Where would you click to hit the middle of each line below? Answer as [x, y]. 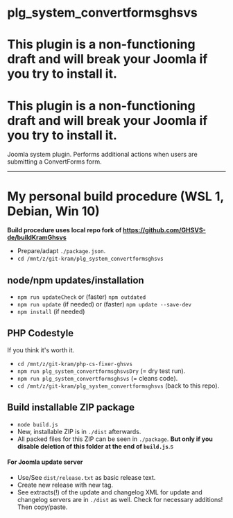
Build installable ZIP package [71, 407]
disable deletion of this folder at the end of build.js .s [95, 446]
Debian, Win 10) [54, 211]
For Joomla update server [45, 462]
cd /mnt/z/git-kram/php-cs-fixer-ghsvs [75, 364]
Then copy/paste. [42, 507]
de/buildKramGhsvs [37, 238]
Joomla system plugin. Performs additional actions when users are [102, 155]
